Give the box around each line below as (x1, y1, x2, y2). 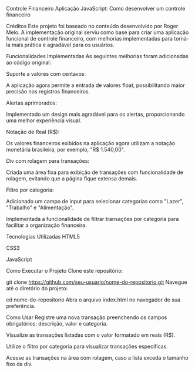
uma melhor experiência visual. (6, 117, 82, 124)
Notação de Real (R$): (6, 129, 60, 135)
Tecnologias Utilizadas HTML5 (6, 233, 80, 240)
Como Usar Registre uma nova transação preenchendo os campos (6, 314, 167, 321)
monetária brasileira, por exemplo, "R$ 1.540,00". (6, 146, 125, 153)
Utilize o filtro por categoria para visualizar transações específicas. (6, 343, 169, 350)
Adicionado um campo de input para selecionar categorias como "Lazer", (6, 198, 184, 205)
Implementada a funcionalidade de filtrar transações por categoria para (6, 216, 179, 222)
